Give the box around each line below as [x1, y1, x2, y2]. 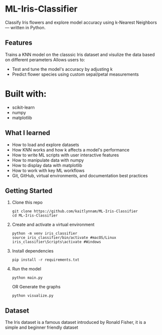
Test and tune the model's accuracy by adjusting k [12, 66, 113, 72]
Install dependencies [12, 248, 54, 254]
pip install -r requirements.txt [12, 257, 80, 263]
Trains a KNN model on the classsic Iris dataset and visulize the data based [5, 51, 155, 57]
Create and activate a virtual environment [12, 222, 95, 228]
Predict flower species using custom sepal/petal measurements [12, 71, 139, 77]
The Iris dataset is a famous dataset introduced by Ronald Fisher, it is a [5, 319, 146, 325]
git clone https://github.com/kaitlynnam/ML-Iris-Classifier [12, 209, 138, 214]
